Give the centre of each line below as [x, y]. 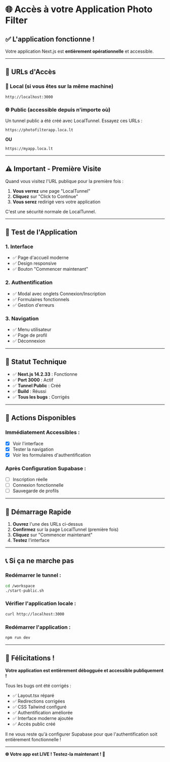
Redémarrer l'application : [38, 627]
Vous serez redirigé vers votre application [56, 202]
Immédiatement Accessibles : [42, 432]
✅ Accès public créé [34, 724]
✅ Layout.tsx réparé [33, 695]
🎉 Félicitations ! [30, 658]
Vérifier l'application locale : [41, 603]
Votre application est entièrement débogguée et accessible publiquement [84, 670]
